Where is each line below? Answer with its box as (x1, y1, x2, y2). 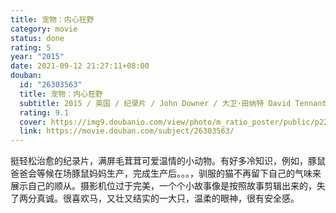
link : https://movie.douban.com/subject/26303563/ (19, 126, 235, 136)
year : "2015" (10, 52, 65, 62)
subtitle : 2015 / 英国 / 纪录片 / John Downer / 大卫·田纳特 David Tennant (19, 98, 327, 108)
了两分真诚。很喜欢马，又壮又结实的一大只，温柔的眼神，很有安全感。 (10, 192, 300, 205)
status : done (10, 33, 65, 43)
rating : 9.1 (19, 107, 70, 118)
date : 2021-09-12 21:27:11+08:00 (10, 61, 150, 71)
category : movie (10, 24, 78, 34)
